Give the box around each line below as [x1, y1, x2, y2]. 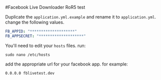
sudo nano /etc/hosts [5, 52, 50, 57]
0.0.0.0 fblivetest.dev [5, 70, 55, 75]
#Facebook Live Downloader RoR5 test [5, 4, 85, 10]
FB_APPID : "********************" [5, 29, 77, 34]
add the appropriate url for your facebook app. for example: [5, 61, 128, 67]
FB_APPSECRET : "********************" [5, 33, 86, 38]
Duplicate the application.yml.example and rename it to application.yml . [5, 14, 156, 19]
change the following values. [5, 19, 64, 25]
